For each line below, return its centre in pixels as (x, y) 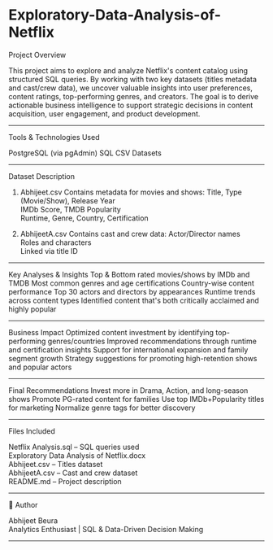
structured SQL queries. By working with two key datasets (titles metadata (133, 79)
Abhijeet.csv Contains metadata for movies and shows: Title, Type (131, 192)
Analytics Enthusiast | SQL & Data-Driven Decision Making (106, 529)
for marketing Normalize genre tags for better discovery (102, 408)
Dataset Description (42, 176)
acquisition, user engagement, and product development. (104, 113)
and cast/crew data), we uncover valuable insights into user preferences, (131, 88)
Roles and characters (56, 242)
